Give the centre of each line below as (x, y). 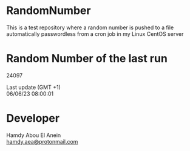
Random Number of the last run (87, 59)
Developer (33, 118)
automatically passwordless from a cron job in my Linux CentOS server (95, 33)
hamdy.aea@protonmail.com (42, 141)
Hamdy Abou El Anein (34, 135)
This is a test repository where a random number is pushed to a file (90, 27)
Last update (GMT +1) (33, 87)
